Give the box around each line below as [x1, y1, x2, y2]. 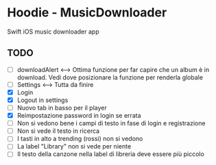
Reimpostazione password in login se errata [16, 112, 142, 120]
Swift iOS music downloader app [7, 27, 99, 36]
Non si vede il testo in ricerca [16, 127, 100, 135]
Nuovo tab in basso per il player [16, 104, 108, 112]
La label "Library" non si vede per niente [16, 142, 132, 151]
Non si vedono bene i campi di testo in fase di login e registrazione [16, 119, 206, 127]
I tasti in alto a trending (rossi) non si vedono [16, 135, 143, 143]
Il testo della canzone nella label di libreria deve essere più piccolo [16, 150, 204, 158]
